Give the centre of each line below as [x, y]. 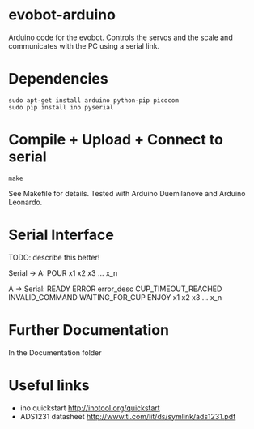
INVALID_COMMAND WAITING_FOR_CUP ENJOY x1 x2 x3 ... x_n [115, 297]
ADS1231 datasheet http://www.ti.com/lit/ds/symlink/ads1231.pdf [128, 416]
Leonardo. [25, 202]
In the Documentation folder [55, 352]
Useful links [49, 385]
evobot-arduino [62, 15]
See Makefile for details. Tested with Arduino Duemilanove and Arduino [127, 193]
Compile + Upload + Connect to [116, 140]
